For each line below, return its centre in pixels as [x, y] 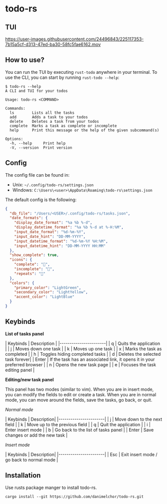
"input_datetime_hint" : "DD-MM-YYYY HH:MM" [60, 246]
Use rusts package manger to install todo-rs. [51, 488]
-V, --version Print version [41, 148]
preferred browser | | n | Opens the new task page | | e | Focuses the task [81, 364]
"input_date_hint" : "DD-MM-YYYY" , [50, 237]
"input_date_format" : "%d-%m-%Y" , [50, 232]
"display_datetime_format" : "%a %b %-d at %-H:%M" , [69, 228]
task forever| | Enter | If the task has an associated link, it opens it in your [80, 359]
